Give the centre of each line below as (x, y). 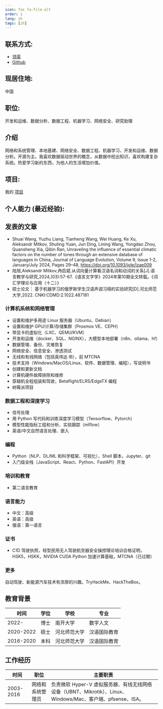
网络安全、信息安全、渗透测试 (42, 351)
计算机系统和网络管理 (30, 309)
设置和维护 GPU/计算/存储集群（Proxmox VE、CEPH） (66, 326)
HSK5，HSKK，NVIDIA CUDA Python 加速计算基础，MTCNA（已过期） (83, 557)
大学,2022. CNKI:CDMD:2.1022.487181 (50, 295)
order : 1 (14, 14)
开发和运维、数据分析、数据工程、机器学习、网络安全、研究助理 (69, 121)
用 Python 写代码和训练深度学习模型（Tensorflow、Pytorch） (73, 419)
